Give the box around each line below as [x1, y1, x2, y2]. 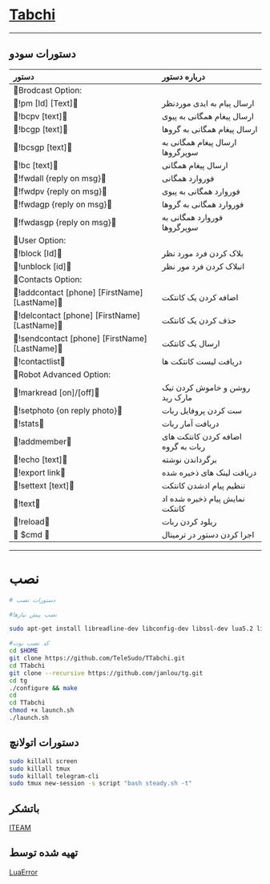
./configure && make [9, 684, 79, 692]
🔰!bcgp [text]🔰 [13, 123, 69, 135]
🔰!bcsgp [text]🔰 [13, 142, 73, 153]
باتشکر [9, 802, 40, 815]
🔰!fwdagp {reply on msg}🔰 [13, 199, 113, 210]
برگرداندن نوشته [161, 454, 217, 465]
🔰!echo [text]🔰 [13, 454, 68, 465]
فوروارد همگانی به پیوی [161, 186, 240, 197]
